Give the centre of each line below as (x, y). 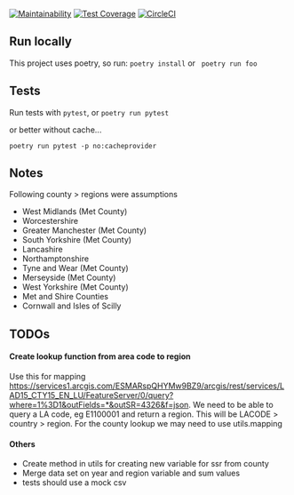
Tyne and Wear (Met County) (75, 268)
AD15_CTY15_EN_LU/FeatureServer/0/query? (91, 395)
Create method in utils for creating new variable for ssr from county (145, 464)
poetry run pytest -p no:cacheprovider (83, 146)
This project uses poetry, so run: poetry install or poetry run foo (133, 63)
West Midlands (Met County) (75, 212)
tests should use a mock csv (74, 483)
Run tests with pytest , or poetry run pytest (89, 112)
